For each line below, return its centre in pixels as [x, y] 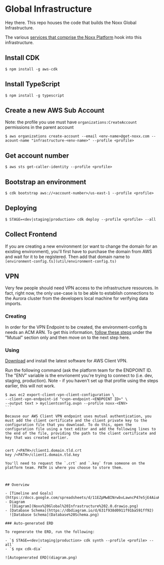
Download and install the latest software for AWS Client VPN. [66, 361]
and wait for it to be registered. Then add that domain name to [68, 257]
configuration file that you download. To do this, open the [69, 425]
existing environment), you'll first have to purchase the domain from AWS [79, 251]
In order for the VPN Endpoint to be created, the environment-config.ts [76, 327]
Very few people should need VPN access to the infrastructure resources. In [82, 288]
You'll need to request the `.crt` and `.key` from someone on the [75, 464]
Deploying [21, 208]
